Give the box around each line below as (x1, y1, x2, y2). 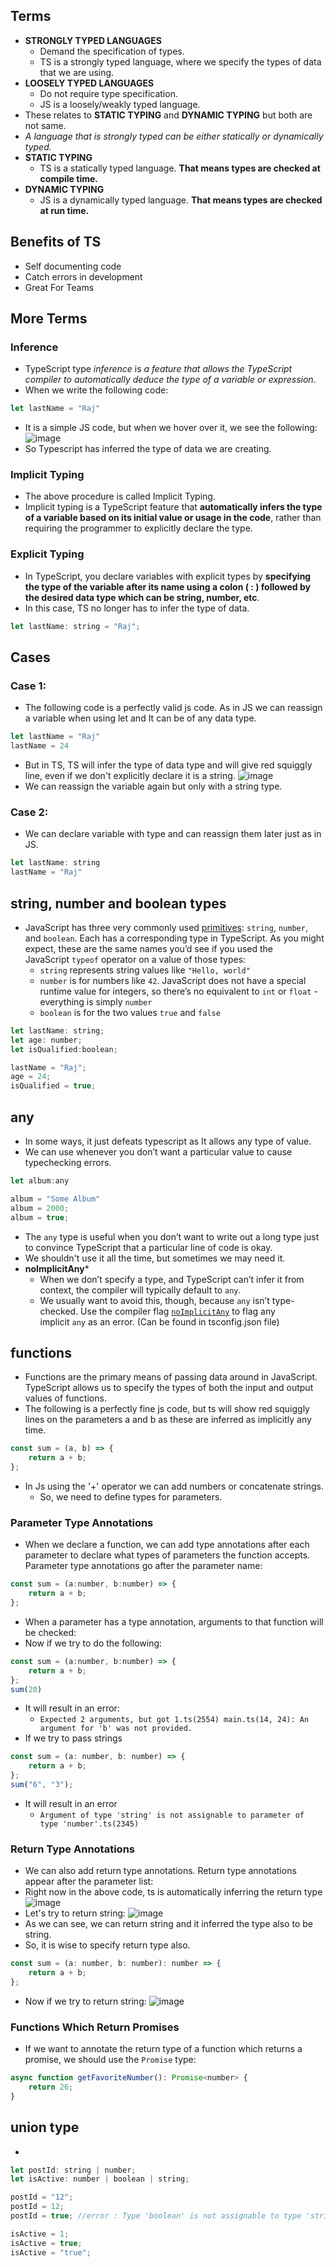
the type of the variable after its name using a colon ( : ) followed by (24, 580, 311, 593)
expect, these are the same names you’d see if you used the (24, 942, 274, 954)
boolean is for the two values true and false (39, 1006, 221, 1018)
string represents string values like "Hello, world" (39, 964, 251, 976)
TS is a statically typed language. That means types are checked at (39, 162, 321, 174)
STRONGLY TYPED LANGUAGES (24, 34, 162, 46)
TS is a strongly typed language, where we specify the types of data (39, 55, 322, 68)
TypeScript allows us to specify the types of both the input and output (24, 1382, 314, 1394)
